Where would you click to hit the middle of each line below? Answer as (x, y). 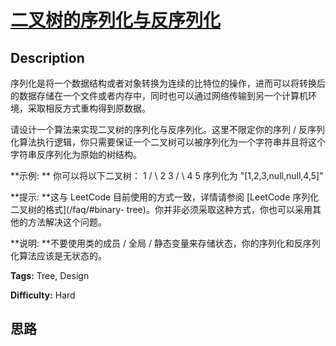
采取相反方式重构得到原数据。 (89, 108)
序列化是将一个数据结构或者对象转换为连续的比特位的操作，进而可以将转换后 (168, 83)
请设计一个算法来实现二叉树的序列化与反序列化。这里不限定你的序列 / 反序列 (167, 129)
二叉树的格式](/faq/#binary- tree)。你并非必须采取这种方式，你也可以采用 (161, 209)
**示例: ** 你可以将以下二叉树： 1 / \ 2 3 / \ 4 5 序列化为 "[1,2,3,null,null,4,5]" (167, 175)
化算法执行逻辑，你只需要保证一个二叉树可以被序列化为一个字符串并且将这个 (168, 142)
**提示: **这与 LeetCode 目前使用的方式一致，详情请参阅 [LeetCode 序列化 (165, 197)
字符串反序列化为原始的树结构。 (76, 154)
